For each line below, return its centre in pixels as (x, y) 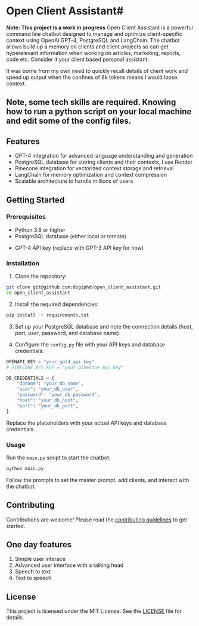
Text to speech (33, 578)
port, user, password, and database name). (68, 333)
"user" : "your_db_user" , (48, 389)
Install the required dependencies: (57, 304)
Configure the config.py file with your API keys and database (90, 344)
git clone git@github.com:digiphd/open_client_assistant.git (84, 287)
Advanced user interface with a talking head (69, 565)
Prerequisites (26, 217)
